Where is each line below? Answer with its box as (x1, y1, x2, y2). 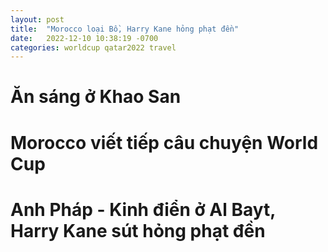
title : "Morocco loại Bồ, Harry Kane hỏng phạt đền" (10, 24, 240, 34)
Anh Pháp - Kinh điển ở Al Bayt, (10, 198, 276, 221)
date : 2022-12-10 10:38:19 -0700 (10, 33, 159, 43)
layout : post (10, 14, 65, 25)
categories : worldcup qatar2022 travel (10, 42, 177, 53)
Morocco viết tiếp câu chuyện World (10, 131, 319, 154)
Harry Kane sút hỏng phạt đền (10, 219, 266, 242)
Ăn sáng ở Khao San (10, 86, 182, 108)
